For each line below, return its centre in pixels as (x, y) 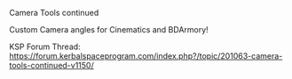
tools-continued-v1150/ (52, 65)
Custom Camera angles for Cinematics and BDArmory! (109, 29)
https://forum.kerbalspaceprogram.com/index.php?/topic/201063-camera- (146, 56)
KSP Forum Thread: (45, 47)
